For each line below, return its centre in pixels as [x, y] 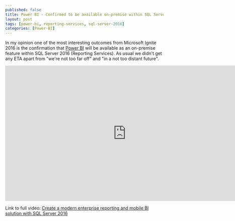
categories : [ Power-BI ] [30, 29]
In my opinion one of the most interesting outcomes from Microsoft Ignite [81, 43]
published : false [23, 10]
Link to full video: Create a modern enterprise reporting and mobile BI [77, 208]
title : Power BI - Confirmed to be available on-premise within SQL [78, 15]
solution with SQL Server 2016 [36, 213]
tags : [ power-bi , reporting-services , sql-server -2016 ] [65, 24]
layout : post [19, 19]
